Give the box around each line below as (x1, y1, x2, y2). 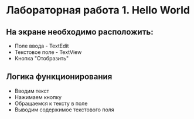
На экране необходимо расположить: (6, 27, 154, 37)
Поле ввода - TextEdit (14, 42, 69, 49)
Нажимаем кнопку (14, 93, 62, 100)
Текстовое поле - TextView (14, 49, 82, 56)
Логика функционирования (6, 72, 113, 82)
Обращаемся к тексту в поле (14, 100, 88, 107)
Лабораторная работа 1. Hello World (6, 4, 190, 17)
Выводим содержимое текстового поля (14, 106, 114, 113)
